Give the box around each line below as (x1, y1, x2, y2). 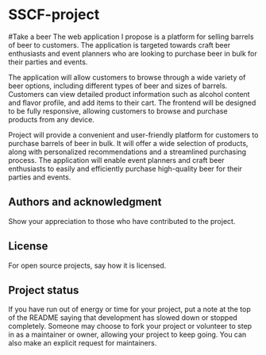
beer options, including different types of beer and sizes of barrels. (8, 81, 228, 91)
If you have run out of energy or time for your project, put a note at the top (8, 304, 252, 314)
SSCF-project (8, 6, 100, 24)
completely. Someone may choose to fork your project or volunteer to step (8, 322, 253, 331)
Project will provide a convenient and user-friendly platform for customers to (8, 129, 259, 140)
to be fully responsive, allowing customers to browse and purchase (8, 106, 228, 116)
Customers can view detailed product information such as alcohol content (8, 89, 250, 98)
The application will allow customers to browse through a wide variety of (8, 72, 246, 82)
